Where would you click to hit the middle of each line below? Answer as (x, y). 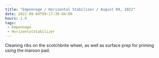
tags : (10, 23)
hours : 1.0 (16, 18)
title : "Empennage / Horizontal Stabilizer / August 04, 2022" (70, 9)
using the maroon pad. (28, 50)
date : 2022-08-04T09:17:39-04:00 (39, 14)
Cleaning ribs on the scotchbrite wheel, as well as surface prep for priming (79, 45)
